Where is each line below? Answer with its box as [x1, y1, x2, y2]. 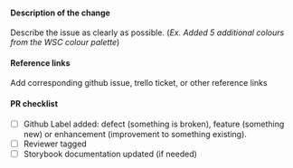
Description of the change [10, 7, 111, 18]
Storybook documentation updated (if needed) [23, 148, 198, 159]
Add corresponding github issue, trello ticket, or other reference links [10, 78, 268, 89]
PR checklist [10, 98, 58, 108]
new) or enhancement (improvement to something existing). [23, 128, 248, 139]
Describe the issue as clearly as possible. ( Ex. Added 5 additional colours [10, 27, 285, 38]
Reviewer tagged [23, 138, 87, 149]
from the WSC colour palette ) [10, 37, 120, 48]
